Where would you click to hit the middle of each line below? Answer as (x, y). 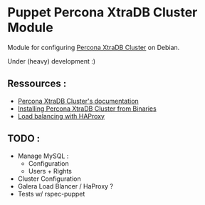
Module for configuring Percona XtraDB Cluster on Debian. (94, 47)
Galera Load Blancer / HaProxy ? (65, 186)
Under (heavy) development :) (52, 61)
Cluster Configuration (49, 179)
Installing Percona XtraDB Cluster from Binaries (87, 109)
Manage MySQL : (43, 156)
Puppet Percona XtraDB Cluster (102, 12)
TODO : (24, 139)
